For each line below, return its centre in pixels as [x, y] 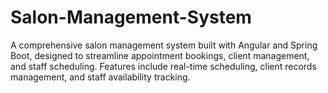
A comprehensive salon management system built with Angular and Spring [164, 45]
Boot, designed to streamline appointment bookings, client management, [160, 55]
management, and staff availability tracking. [100, 77]
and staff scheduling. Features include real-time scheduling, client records [163, 66]
